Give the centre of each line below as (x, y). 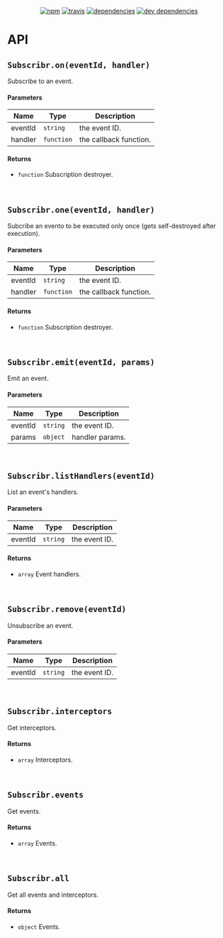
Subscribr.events (45, 795)
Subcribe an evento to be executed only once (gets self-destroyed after (112, 226)
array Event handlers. (49, 574)
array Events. (37, 843)
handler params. (99, 437)
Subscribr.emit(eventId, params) (81, 362)
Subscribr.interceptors (60, 712)
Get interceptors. (32, 728)
